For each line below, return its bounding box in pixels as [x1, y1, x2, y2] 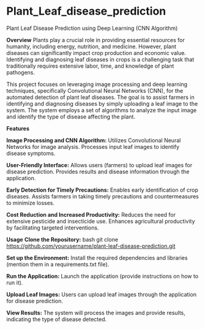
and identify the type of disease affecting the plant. [6, 113, 136, 120]
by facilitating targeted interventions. [6, 224, 99, 231]
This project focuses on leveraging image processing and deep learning [6, 81, 188, 88]
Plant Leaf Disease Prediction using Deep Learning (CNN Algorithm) [6, 24, 178, 32]
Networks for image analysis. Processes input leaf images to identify [6, 143, 179, 150]
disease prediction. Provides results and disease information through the [6, 168, 190, 175]
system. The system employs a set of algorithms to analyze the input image [6, 106, 197, 114]
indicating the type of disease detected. [6, 316, 107, 323]
